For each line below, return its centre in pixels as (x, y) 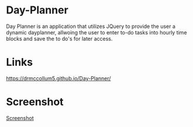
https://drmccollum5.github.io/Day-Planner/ (58, 78)
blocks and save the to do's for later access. (59, 38)
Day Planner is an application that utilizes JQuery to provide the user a (91, 26)
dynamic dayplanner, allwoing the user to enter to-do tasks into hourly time (96, 32)
